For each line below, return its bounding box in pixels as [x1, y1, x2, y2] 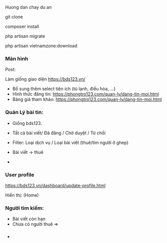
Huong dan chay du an [5, 4, 52, 10]
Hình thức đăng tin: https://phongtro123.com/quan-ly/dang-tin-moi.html [12, 91, 159, 97]
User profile [5, 171, 35, 178]
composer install [5, 23, 39, 29]
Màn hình [5, 55, 28, 62]
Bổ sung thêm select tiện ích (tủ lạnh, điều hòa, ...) [12, 86, 116, 92]
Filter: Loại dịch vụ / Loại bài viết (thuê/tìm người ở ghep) [12, 139, 129, 145]
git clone [5, 14, 23, 19]
